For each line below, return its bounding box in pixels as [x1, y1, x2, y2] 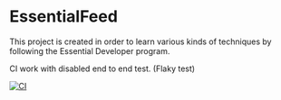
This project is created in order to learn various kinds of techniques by [9, 36, 272, 47]
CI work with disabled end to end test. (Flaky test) [9, 63, 196, 74]
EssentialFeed [9, 6, 118, 27]
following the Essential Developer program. [9, 45, 170, 56]
